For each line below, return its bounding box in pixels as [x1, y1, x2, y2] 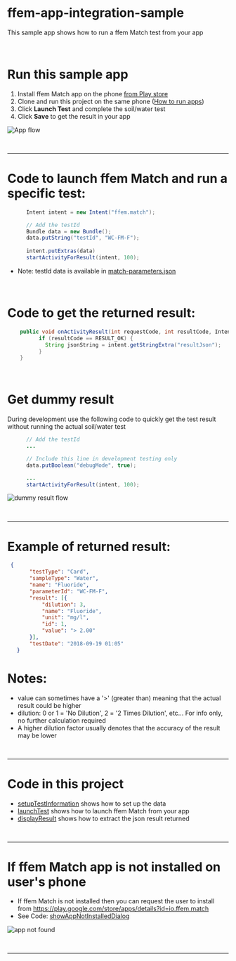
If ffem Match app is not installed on [7, 859, 221, 875]
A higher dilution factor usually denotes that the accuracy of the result [17, 723, 221, 732]
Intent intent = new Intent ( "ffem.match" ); [25, 209, 156, 216]
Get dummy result [7, 392, 114, 408]
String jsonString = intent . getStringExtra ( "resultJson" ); [44, 341, 221, 349]
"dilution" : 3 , [41, 601, 86, 608]
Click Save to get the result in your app [17, 112, 131, 120]
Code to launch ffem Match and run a [7, 171, 228, 187]
